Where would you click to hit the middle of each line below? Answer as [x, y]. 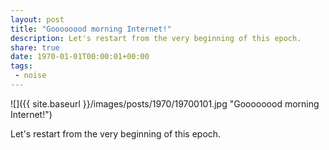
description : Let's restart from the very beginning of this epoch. [156, 38]
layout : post [37, 19]
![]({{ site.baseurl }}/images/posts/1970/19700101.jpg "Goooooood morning [165, 103]
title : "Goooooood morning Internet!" [91, 29]
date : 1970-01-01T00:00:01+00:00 [80, 57]
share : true [35, 47]
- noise [30, 76]
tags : [21, 66]
